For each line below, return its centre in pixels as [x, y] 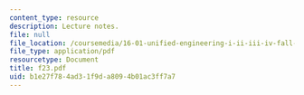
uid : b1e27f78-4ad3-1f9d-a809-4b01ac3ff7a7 [93, 77]
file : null [30, 34]
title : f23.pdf [38, 69]
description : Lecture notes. [64, 26]
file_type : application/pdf [62, 52]
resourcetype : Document [54, 60]
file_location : [38, 43]
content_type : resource [54, 18]
